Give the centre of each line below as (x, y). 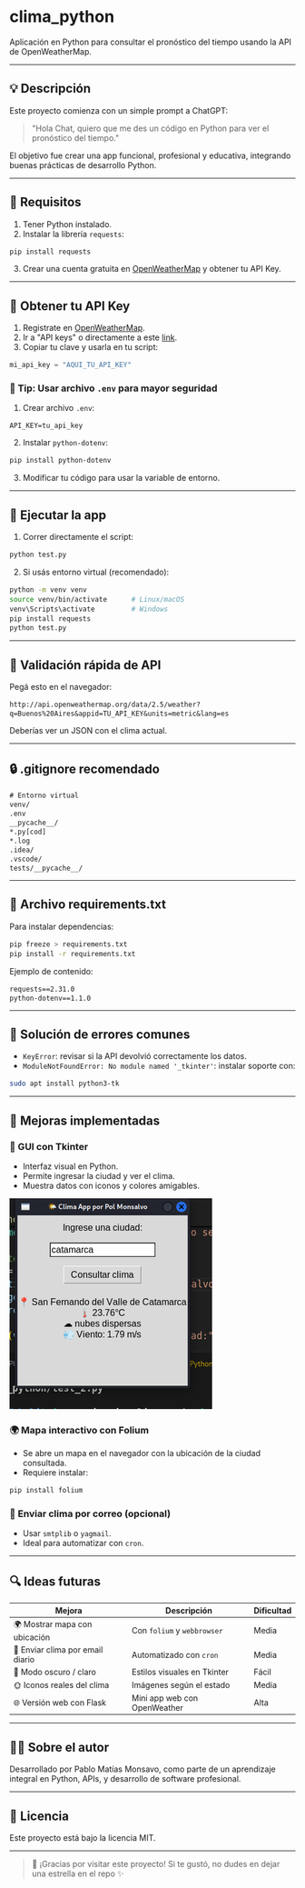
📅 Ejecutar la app (58, 515)
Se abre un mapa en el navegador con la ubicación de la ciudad (142, 1453)
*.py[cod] (28, 832)
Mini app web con (165, 1698)
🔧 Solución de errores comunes (100, 1034)
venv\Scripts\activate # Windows (89, 609)
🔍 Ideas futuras (55, 1581)
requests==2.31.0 (42, 989)
